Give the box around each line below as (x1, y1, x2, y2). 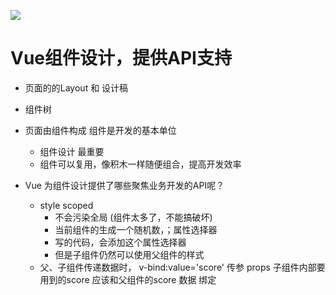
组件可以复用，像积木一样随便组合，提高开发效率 (39, 158, 242, 170)
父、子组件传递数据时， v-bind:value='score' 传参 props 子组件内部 (39, 261, 317, 273)
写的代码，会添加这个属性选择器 (54, 236, 187, 248)
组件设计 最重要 (39, 145, 105, 157)
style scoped (39, 199, 94, 211)
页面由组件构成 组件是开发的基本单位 (24, 124, 177, 136)
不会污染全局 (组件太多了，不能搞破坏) (54, 211, 213, 223)
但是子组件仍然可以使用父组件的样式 (54, 248, 205, 260)
